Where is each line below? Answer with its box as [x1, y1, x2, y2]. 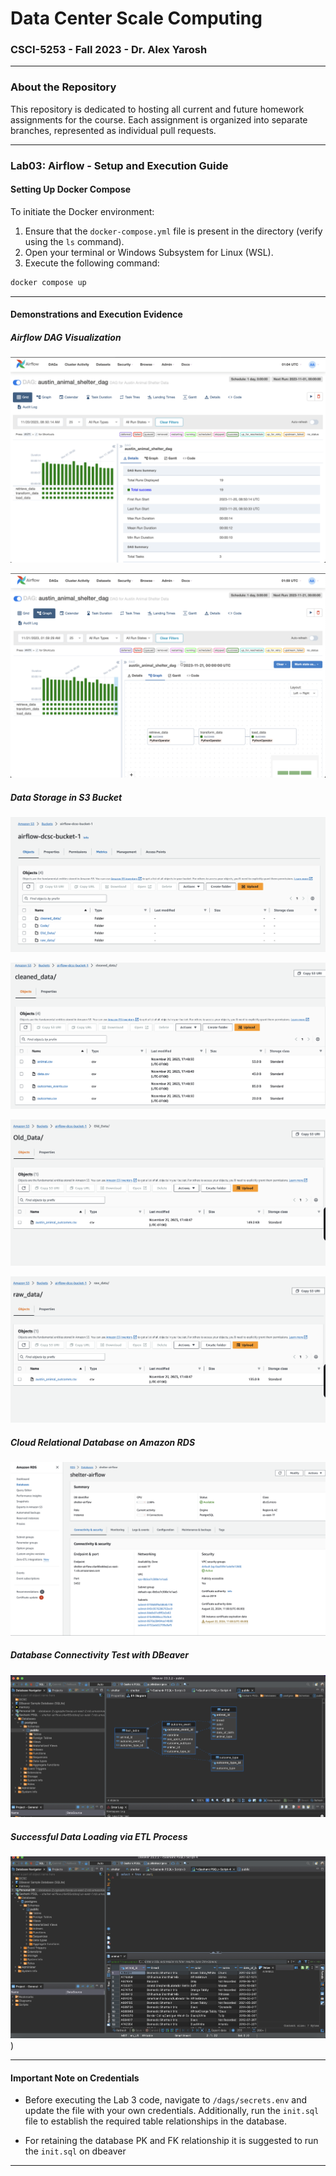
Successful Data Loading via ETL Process [10, 1830, 188, 1842]
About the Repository [10, 80, 117, 94]
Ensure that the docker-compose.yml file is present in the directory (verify [24, 225, 323, 237]
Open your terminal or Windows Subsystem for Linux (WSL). [24, 246, 274, 258]
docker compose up [10, 277, 87, 287]
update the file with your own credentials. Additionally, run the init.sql [24, 2105, 320, 2117]
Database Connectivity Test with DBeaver [10, 1649, 190, 1661]
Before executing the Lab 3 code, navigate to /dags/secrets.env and [24, 2094, 308, 2106]
